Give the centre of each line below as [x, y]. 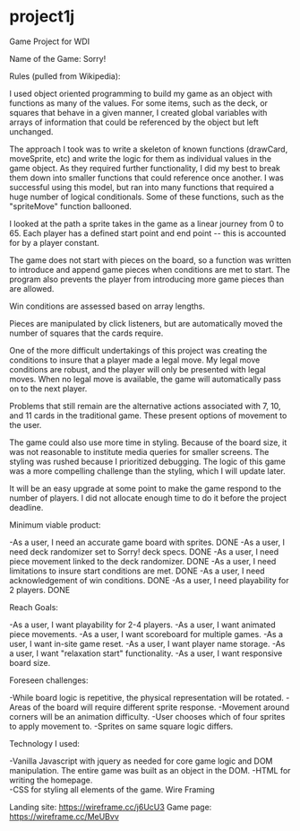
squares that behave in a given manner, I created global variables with [138, 112]
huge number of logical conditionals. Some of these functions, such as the [147, 197]
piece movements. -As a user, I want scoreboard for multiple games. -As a [146, 634]
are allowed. [32, 288]
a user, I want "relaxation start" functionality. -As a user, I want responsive [146, 653]
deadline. [26, 507]
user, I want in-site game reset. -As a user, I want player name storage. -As [147, 643]
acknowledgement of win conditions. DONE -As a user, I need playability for [149, 580]
